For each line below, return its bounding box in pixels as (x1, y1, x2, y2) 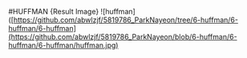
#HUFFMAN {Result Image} (8, 7, 99, 16)
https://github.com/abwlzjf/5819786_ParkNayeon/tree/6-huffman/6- (13, 15, 239, 25)
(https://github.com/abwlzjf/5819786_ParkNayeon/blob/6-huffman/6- (8, 32, 238, 41)
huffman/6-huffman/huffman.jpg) (8, 41, 119, 50)
